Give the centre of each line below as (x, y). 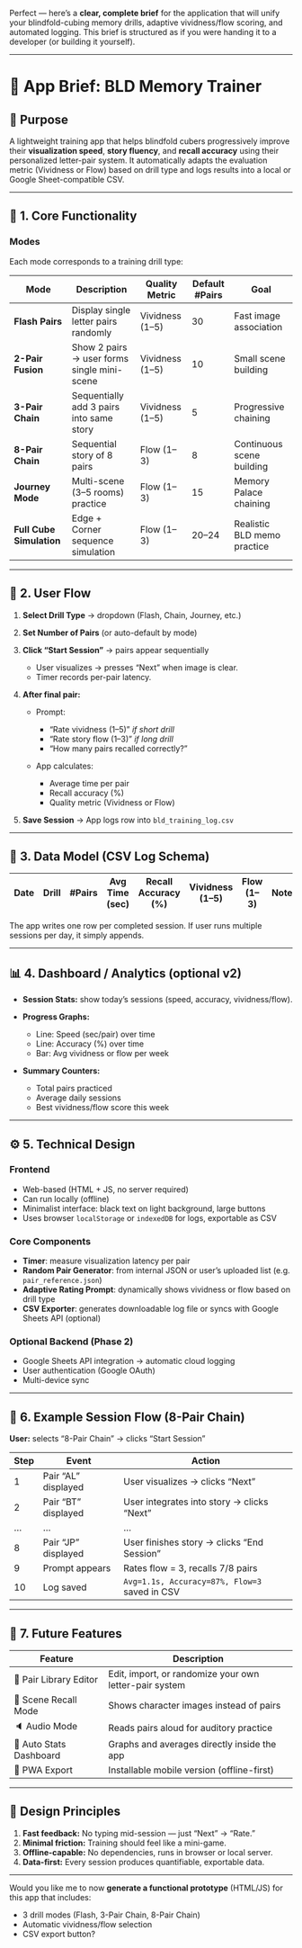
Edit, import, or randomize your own (184, 1674)
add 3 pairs (95, 407)
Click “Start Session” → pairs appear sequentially (115, 650)
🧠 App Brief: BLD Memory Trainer (136, 87)
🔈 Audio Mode (46, 1727)
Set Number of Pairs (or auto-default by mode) (110, 633)
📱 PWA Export (44, 1770)
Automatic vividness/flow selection (87, 1924)
